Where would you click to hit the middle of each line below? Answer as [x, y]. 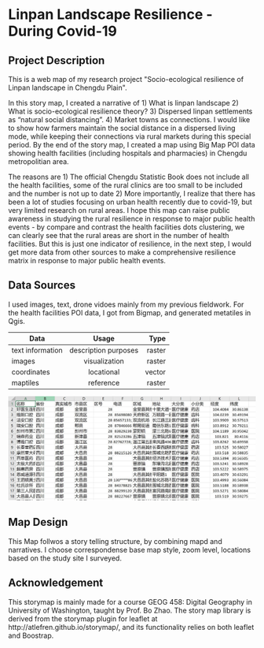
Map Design [38, 522]
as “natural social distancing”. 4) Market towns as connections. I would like [129, 119]
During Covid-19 [63, 31]
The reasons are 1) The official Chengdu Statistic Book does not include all [129, 177]
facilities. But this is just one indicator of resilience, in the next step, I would [130, 244]
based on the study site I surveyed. [65, 558]
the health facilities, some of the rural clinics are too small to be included [126, 185]
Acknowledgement [56, 583]
